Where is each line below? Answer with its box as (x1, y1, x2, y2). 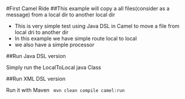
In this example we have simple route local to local (14, 35, 137, 42)
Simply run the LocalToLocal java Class (6, 64, 101, 71)
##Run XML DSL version (6, 76, 66, 82)
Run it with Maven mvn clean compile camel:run (6, 87, 125, 93)
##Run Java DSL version (6, 53, 66, 59)
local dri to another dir (14, 29, 69, 36)
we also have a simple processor (14, 41, 95, 48)
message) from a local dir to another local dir (6, 11, 115, 18)
